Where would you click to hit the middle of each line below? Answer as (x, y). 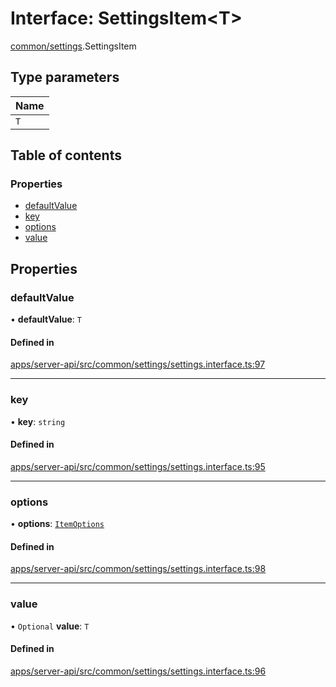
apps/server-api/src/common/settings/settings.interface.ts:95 (138, 466)
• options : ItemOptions (57, 524)
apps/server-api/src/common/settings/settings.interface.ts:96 (138, 671)
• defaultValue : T (46, 319)
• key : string (38, 421)
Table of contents (66, 155)
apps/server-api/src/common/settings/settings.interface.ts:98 (138, 569)
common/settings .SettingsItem (73, 46)
